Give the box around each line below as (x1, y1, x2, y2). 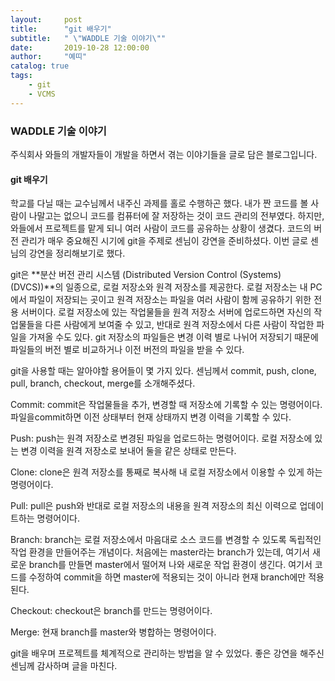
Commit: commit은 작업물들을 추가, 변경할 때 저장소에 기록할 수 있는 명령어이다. (10, 399, 323, 411)
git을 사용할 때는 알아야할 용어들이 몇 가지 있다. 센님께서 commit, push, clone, (10, 365, 317, 377)
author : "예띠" (10, 52, 88, 62)
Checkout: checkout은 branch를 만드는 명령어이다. (10, 605, 213, 617)
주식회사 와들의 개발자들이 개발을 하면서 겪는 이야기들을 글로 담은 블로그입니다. (10, 148, 318, 160)
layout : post (10, 14, 83, 25)
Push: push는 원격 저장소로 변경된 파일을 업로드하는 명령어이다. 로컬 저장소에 (10, 432, 313, 445)
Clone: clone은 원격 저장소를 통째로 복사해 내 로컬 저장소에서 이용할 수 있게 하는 (10, 466, 323, 478)
